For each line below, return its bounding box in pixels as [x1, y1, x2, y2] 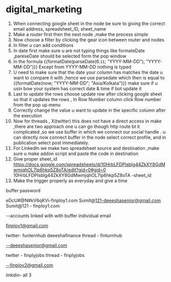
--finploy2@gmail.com [6, 262, 53, 268]
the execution [13, 112, 42, 118]
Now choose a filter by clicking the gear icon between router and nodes [13, 37, 165, 43]
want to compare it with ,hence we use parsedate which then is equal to [13, 74, 165, 81]
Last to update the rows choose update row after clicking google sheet [13, 91, 162, 97]
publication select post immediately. [13, 139, 89, 146]
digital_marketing [6, 4, 82, 15]
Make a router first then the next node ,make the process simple [13, 31, 149, 37]
